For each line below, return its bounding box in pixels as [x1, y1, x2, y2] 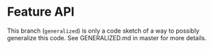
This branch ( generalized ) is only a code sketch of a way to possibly [7, 27, 200, 35]
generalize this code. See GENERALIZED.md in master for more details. [7, 33, 207, 42]
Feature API [7, 4, 75, 20]
